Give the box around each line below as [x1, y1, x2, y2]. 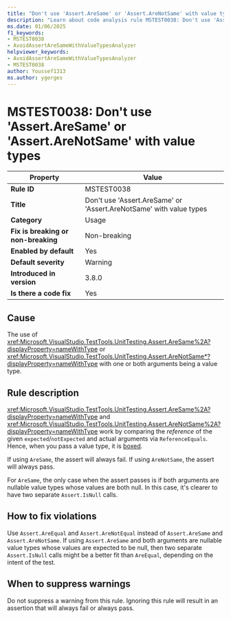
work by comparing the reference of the [99, 427, 213, 435]
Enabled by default [10, 246, 74, 256]
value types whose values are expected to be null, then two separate [7, 543, 203, 551]
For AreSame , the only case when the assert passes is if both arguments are [7, 476, 219, 484]
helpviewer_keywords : [7, 49, 69, 56]
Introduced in [10, 269, 56, 278]
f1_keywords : [7, 29, 45, 37]
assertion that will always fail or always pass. [7, 604, 135, 612]
